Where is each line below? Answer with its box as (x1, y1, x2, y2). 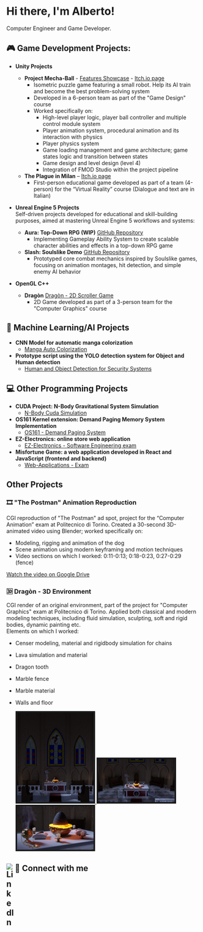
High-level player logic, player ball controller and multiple (42, 114, 186, 121)
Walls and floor (15, 699, 54, 707)
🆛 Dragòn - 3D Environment (6, 587, 92, 596)
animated (6, 527, 30, 535)
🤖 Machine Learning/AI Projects (6, 322, 130, 333)
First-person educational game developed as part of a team (33, 179, 184, 186)
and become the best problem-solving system (33, 87, 150, 95)
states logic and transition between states (42, 152, 148, 160)
